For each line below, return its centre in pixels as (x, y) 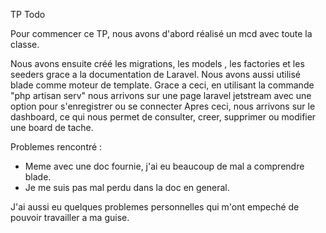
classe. (25, 44)
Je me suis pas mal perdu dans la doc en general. (127, 187)
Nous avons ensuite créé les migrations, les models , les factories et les (157, 63)
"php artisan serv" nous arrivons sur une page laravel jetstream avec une (161, 95)
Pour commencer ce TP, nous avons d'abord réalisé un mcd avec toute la (161, 33)
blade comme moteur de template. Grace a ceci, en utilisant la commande (162, 85)
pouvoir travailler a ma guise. (70, 217)
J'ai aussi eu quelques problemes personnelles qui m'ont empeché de (155, 207)
